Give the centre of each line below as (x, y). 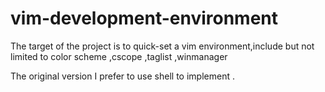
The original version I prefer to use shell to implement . (122, 76)
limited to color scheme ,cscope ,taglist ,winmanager (119, 56)
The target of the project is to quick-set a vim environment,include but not (162, 46)
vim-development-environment (144, 18)
